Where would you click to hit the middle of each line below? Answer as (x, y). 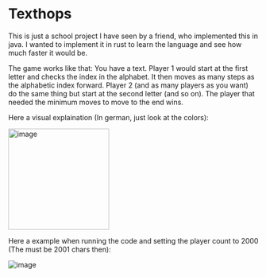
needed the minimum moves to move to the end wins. (96, 102)
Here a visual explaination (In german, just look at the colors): (108, 117)
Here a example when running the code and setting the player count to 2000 (133, 240)
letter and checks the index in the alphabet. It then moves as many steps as (131, 76)
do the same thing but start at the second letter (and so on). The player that (132, 93)
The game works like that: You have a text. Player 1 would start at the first (128, 68)
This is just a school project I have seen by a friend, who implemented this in (133, 36)
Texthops (40, 14)
